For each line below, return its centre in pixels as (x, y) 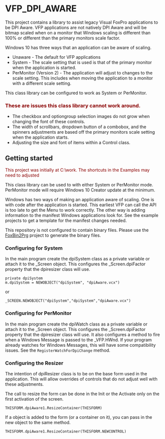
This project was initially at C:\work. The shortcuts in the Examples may (78, 170)
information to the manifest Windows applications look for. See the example (82, 216)
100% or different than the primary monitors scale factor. (63, 38)
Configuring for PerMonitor (38, 313)
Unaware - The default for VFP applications (56, 57)
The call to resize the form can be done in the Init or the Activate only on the (82, 394)
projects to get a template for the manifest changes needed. (66, 220)
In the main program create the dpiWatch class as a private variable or (76, 324)
